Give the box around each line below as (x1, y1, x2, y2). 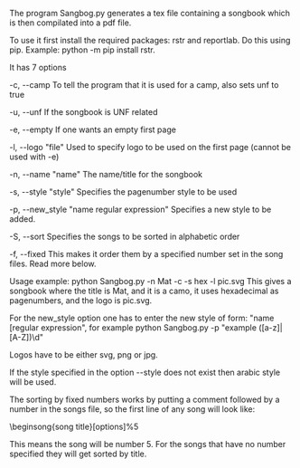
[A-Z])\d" (9, 332, 43, 342)
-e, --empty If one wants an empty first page (9, 124, 176, 135)
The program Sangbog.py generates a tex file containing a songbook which (9, 8, 291, 18)
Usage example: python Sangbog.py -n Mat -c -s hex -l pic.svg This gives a (9, 276, 292, 286)
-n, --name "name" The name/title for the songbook (9, 169, 203, 179)
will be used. (9, 377, 57, 387)
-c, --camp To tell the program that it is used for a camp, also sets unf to (9, 80, 279, 90)
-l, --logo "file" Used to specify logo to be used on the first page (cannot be (9, 142, 292, 152)
